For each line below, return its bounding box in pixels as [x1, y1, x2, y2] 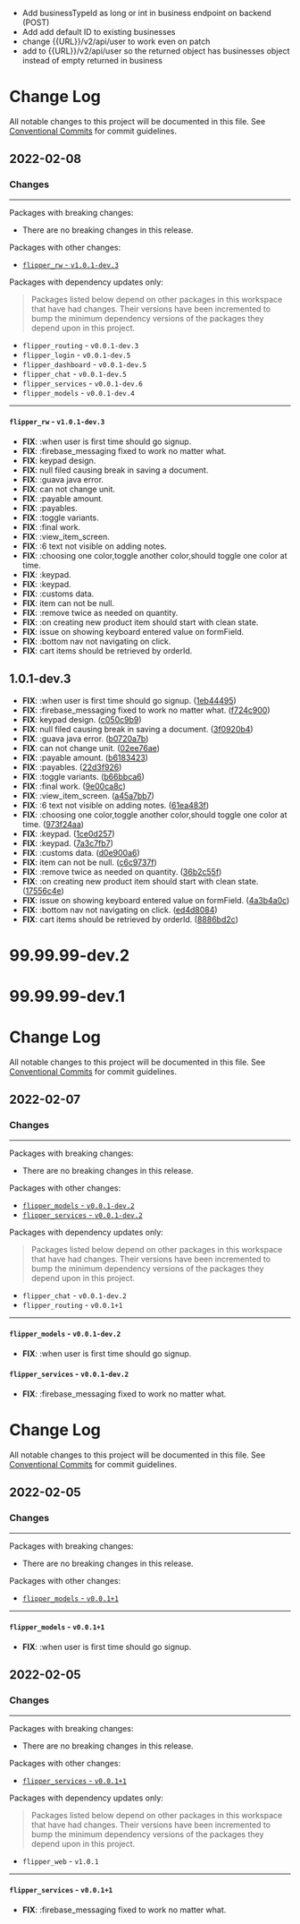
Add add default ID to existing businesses [21, 27, 176, 37]
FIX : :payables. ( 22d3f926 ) [21, 761, 122, 773]
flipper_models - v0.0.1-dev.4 [21, 387, 136, 398]
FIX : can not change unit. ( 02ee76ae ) [21, 742, 161, 753]
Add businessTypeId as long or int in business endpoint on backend [21, 8, 272, 18]
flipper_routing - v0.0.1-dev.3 [21, 339, 139, 350]
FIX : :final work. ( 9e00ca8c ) [21, 781, 127, 791]
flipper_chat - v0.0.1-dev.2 [21, 1289, 127, 1301]
